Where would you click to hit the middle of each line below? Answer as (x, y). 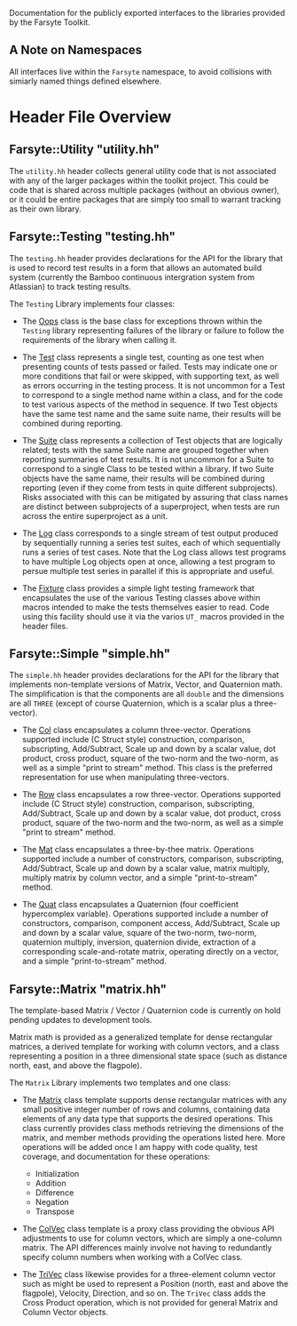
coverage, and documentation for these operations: (116, 1157)
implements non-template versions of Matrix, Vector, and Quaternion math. (146, 684)
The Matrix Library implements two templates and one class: (120, 1082)
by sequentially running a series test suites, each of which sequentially (151, 542)
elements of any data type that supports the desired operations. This (147, 1119)
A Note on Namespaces (76, 50)
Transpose (55, 1211)
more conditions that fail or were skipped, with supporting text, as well (150, 376)
